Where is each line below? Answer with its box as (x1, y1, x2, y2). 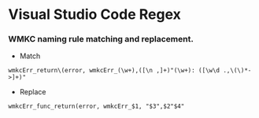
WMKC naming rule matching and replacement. (8, 34, 194, 45)
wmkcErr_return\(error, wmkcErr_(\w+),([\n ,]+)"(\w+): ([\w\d (8, 67, 220, 75)
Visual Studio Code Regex (8, 6, 181, 24)
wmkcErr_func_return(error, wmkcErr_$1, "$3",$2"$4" (8, 102, 185, 111)
